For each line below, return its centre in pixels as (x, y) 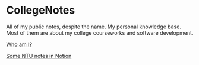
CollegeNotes (41, 10)
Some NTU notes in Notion (39, 56)
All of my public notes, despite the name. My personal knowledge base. (94, 27)
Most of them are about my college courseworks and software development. (100, 32)
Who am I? (19, 44)
